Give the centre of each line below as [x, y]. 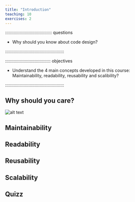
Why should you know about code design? [55, 42]
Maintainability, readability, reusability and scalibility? [65, 76]
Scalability [21, 177]
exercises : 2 [18, 19]
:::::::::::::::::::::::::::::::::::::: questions [39, 33]
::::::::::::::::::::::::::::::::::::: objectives [39, 61]
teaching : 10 [18, 14]
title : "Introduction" [28, 10]
